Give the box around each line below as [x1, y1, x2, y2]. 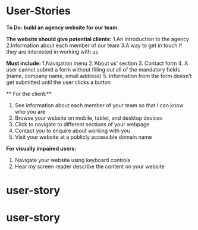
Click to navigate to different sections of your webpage [14, 120, 150, 128]
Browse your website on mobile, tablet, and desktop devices [14, 114, 163, 122]
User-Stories [6, 4, 71, 18]
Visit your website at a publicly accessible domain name [14, 133, 153, 141]
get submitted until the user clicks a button [6, 79, 111, 86]
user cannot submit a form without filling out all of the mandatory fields [6, 66, 180, 73]
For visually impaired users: [6, 145, 77, 152]
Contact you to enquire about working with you [14, 127, 130, 134]
